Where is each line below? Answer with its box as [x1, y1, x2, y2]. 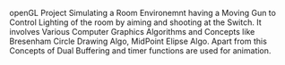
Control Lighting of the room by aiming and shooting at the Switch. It [9, 17, 262, 28]
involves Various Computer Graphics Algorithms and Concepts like [9, 27, 255, 37]
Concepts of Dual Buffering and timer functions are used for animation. [9, 45, 272, 56]
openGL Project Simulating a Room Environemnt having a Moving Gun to [9, 8, 276, 18]
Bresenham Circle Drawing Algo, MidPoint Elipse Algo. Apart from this [9, 36, 267, 46]
